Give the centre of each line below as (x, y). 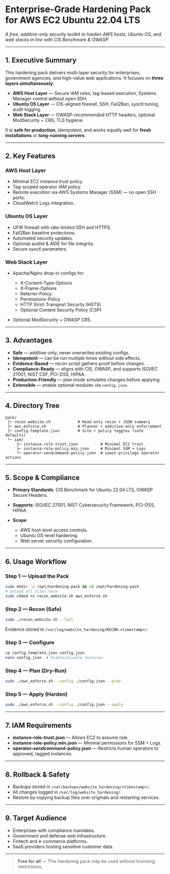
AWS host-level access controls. (54, 530)
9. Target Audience (36, 818)
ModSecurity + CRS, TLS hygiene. (48, 120)
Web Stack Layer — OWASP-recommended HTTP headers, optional (84, 115)
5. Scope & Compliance (42, 478)
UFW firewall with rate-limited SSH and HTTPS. (62, 227)
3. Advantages (29, 340)
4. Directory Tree (32, 406)
